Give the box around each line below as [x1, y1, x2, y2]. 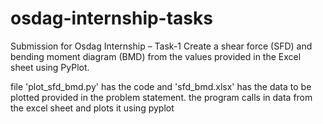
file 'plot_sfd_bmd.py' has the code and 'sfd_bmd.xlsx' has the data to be [10, 80, 312, 92]
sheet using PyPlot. [10, 61, 90, 73]
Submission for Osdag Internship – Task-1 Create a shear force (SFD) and [10, 40, 313, 52]
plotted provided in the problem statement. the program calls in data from [10, 91, 313, 103]
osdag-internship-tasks [10, 7, 213, 30]
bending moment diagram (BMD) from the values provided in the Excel [10, 50, 302, 62]
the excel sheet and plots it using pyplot [10, 102, 175, 114]
